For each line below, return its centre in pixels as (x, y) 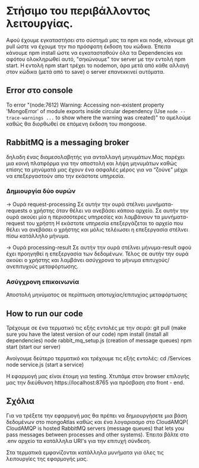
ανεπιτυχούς (22, 266)
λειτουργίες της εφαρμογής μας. (47, 458)
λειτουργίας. (40, 24)
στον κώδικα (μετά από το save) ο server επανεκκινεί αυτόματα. (86, 71)
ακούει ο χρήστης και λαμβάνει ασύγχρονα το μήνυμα (74, 260)
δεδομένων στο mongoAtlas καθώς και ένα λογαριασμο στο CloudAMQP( (97, 422)
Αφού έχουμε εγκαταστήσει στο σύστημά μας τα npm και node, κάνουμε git (100, 40)
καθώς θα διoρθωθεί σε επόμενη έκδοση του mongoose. (76, 124)
